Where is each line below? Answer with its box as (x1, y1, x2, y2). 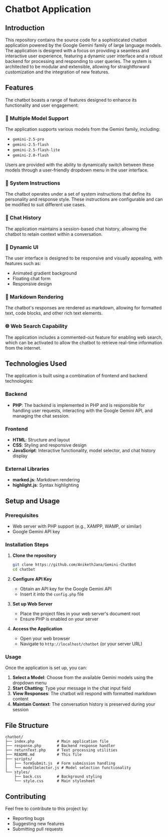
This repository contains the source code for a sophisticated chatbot (5, 37, 147, 43)
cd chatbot (12, 567, 36, 572)
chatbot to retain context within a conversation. (5, 231, 103, 237)
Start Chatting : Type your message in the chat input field (12, 685, 131, 691)
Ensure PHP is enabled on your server (20, 616, 99, 622)
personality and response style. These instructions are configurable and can (5, 196, 163, 202)
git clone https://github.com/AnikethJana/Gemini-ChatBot (12, 562, 136, 567)
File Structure (5, 721, 49, 730)
